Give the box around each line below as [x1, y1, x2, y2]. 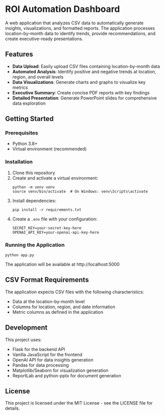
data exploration [12, 100, 46, 106]
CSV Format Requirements [5, 276, 89, 284]
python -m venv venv [12, 185, 55, 190]
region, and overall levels [12, 73, 63, 80]
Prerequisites [5, 130, 38, 137]
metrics [12, 84, 28, 90]
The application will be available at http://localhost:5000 [5, 262, 120, 268]
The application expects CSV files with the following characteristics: [5, 289, 144, 295]
